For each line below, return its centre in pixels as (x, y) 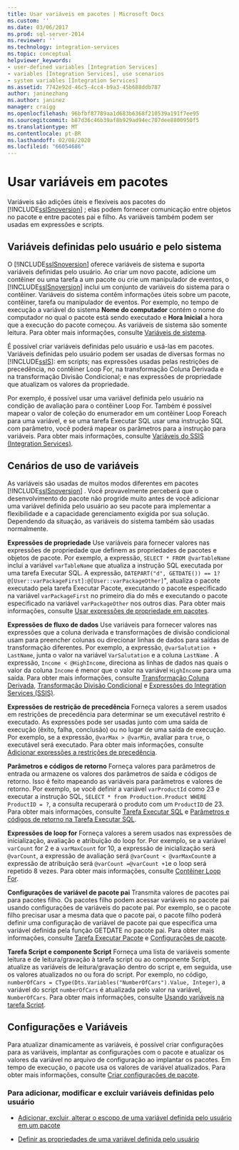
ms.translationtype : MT (43, 127)
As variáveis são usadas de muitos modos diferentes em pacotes (103, 483)
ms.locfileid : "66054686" (46, 147)
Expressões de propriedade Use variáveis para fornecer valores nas (109, 543)
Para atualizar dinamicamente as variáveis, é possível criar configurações (116, 1044)
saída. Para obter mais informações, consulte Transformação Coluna (108, 677)
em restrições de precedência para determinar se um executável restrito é (117, 714)
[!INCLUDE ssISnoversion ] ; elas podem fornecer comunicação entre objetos (119, 210)
